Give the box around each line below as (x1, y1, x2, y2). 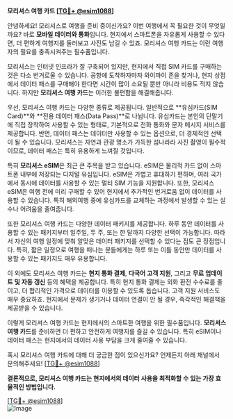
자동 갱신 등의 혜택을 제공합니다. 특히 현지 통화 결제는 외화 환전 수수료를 (21, 278, 216, 286)
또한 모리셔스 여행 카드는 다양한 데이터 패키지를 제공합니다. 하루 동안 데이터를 (7, 220, 217, 228)
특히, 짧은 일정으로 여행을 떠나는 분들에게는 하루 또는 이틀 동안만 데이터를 (16, 246, 215, 254)
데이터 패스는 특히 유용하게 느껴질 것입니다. (27, 147, 145, 155)
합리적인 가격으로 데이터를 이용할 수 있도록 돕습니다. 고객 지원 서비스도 (29, 286, 220, 295)
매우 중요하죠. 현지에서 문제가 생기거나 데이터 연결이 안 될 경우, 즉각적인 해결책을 (7, 295, 226, 303)
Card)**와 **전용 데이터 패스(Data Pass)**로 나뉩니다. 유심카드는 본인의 (7, 112, 205, 120)
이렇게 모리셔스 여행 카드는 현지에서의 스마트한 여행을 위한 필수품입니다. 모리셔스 (7, 319, 227, 327)
